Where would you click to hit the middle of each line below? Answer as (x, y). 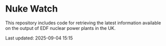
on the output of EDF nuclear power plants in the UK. (60, 28)
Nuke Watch (32, 9)
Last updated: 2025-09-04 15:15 (39, 38)
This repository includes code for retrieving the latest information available (83, 23)
